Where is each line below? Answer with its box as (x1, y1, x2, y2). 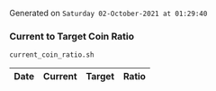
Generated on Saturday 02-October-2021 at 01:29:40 (9, 8, 208, 18)
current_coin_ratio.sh (9, 50, 94, 59)
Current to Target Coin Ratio (9, 30, 135, 42)
